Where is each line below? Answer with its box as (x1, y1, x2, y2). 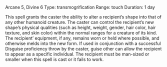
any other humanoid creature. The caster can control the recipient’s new (5, 19, 154, 25)
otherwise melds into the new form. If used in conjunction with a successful (5, 40, 161, 46)
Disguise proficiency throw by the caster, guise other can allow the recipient (5, 46, 162, 51)
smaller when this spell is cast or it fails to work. (5, 56, 104, 62)
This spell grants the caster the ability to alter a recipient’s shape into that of (5, 14, 161, 19)
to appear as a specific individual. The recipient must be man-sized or (5, 51, 149, 57)
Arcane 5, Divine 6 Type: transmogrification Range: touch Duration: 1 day (5, 4, 155, 10)
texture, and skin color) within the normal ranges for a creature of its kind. (5, 30, 157, 35)
